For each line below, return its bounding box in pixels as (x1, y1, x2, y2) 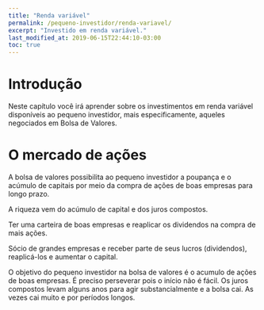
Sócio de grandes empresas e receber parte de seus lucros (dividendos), (8, 243, 247, 253)
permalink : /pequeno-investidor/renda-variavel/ (8, 19, 172, 27)
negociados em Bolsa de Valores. (8, 118, 117, 128)
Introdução (8, 75, 82, 94)
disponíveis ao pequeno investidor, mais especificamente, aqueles (8, 110, 226, 120)
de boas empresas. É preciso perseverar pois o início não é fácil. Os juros (8, 276, 248, 285)
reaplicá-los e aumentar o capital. (8, 252, 118, 262)
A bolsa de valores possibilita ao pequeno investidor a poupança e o (8, 172, 231, 182)
